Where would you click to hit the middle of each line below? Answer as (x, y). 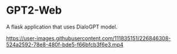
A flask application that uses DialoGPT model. (62, 27)
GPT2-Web (34, 10)
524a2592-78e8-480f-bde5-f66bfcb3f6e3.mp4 (65, 45)
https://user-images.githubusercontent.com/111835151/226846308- (89, 38)
